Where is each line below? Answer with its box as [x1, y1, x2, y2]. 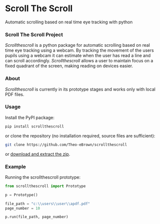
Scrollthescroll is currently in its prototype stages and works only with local [5, 86, 156, 92]
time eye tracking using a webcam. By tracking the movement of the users [5, 47, 154, 54]
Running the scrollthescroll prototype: [5, 174, 81, 180]
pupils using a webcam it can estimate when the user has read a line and [5, 53, 151, 58]
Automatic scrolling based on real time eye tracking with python [5, 19, 133, 25]
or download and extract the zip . [5, 151, 71, 157]
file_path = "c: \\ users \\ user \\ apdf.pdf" [5, 201, 90, 206]
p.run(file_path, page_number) [5, 215, 69, 220]
